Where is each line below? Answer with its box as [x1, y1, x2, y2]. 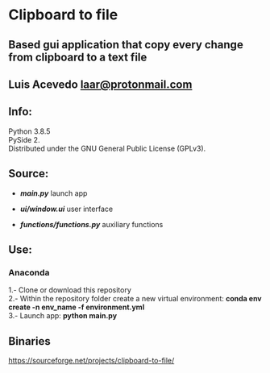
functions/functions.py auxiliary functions [19, 219, 164, 229]
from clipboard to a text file [8, 50, 147, 64]
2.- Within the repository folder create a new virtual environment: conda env [8, 294, 262, 304]
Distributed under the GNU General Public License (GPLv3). [8, 143, 206, 153]
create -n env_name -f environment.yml [8, 302, 145, 312]
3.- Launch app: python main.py [8, 311, 118, 321]
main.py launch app [19, 188, 88, 198]
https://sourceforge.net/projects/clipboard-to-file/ [8, 356, 175, 366]
